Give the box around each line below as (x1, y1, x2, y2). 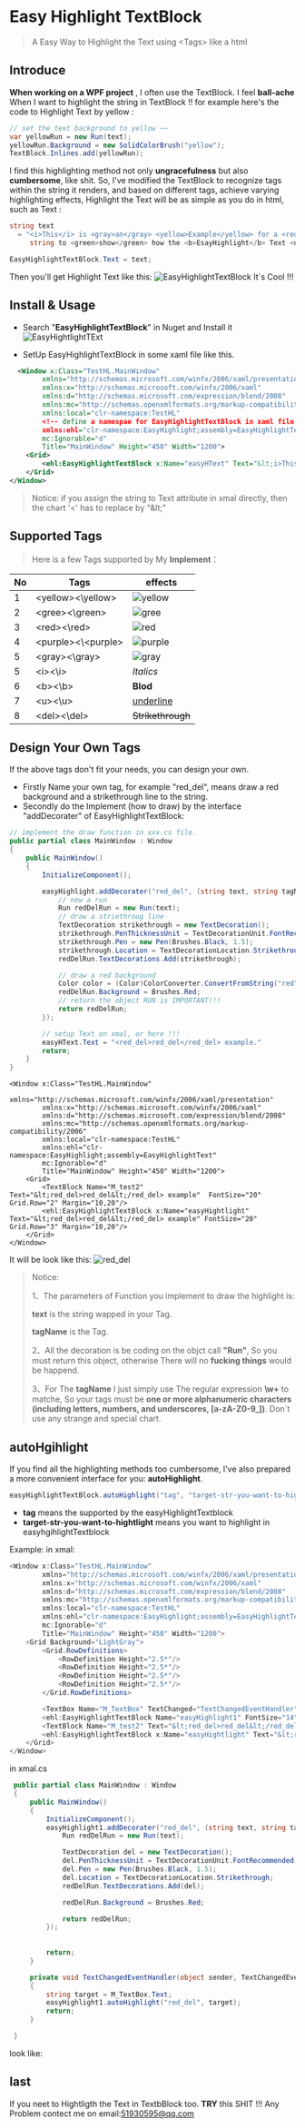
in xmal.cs (9, 1763, 48, 1774)
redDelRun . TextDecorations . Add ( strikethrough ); (57, 954, 242, 963)
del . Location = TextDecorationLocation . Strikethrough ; (62, 1873, 274, 1882)
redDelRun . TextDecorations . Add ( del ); (62, 1881, 205, 1890)
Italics (132, 665, 159, 677)
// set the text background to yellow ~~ (9, 123, 169, 133)
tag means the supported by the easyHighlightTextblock (22, 1507, 233, 1518)
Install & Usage (9, 298, 96, 313)
